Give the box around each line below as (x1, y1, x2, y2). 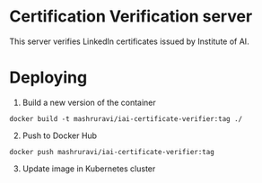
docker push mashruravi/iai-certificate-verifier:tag (9, 147, 215, 156)
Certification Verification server (9, 6, 253, 27)
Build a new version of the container (22, 97, 157, 108)
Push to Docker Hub (22, 130, 97, 141)
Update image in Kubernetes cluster (22, 163, 156, 174)
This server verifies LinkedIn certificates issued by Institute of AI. (9, 36, 249, 47)
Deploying (9, 67, 88, 88)
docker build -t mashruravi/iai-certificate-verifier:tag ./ (9, 114, 243, 123)
